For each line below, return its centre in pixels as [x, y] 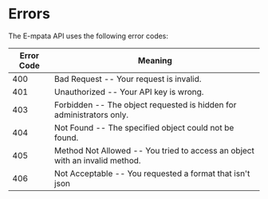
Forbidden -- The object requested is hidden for [146, 104]
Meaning [156, 60]
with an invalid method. [98, 160]
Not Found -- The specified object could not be [144, 127]
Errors [29, 14]
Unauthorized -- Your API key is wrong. [129, 92]
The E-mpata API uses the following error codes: [89, 36]
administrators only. [92, 115]
